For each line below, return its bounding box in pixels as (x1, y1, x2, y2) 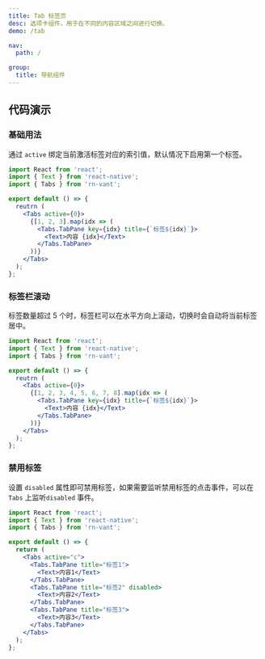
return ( (15, 546, 45, 554)
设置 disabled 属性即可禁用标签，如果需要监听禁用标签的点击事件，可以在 (8, 482, 254, 492)
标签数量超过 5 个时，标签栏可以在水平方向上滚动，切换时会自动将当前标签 (8, 310, 258, 320)
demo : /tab (8, 27, 45, 35)
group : (8, 64, 31, 72)
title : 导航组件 (15, 71, 66, 79)
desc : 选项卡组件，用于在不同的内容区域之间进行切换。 (8, 19, 169, 27)
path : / (15, 49, 42, 57)
